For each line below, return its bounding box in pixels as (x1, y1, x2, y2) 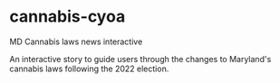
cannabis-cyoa (9, 6, 126, 27)
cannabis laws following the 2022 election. (9, 63, 169, 74)
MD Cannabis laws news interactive (9, 36, 143, 47)
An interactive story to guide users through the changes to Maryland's (9, 53, 272, 64)
